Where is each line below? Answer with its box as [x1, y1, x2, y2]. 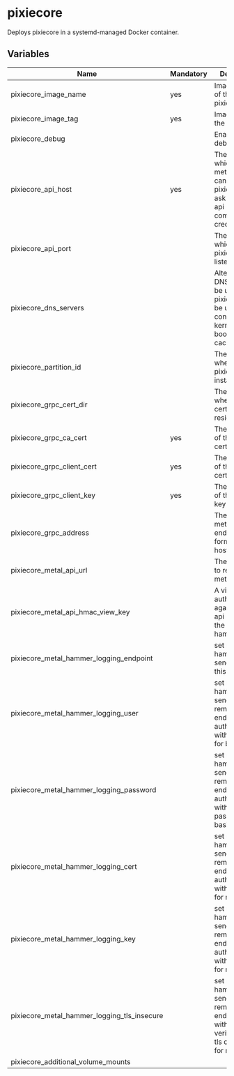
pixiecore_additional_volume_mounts [10, 1056, 131, 1066]
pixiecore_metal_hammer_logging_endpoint [10, 653, 153, 663]
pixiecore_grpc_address [10, 528, 89, 538]
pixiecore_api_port [10, 243, 72, 253]
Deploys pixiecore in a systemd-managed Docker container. [7, 28, 180, 36]
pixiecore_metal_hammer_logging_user [10, 708, 139, 718]
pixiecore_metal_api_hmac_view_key [10, 607, 130, 616]
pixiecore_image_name [10, 89, 86, 99]
